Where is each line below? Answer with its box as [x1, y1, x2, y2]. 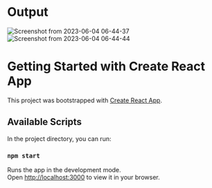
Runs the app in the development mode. [7, 165, 121, 173]
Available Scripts [7, 116, 82, 128]
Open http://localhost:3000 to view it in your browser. [7, 173, 161, 181]
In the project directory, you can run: [7, 134, 112, 142]
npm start [7, 151, 40, 160]
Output [7, 4, 48, 20]
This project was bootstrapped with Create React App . [7, 96, 163, 104]
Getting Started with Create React [7, 59, 206, 75]
